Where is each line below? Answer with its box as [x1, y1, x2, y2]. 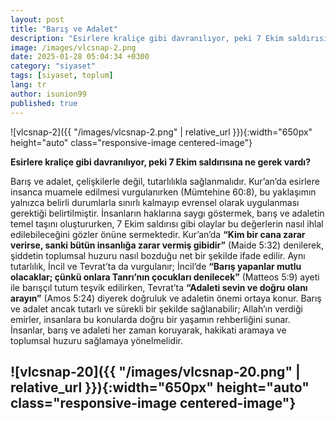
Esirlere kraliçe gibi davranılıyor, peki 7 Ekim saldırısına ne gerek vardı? [10, 156, 311, 168]
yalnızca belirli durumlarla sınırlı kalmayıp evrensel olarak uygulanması [10, 196, 300, 208]
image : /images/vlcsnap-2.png [10, 42, 137, 53]
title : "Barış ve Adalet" [10, 24, 118, 34]
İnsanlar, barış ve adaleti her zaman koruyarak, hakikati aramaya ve [10, 324, 287, 336]
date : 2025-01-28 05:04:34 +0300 [10, 52, 150, 62]
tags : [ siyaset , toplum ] [10, 71, 114, 81]
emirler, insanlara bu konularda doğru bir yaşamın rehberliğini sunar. [10, 313, 291, 325]
